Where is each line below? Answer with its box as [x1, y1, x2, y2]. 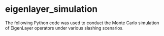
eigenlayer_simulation [5, 3, 98, 15]
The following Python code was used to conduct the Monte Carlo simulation [5, 20, 159, 26]
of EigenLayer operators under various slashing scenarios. [5, 25, 124, 31]
